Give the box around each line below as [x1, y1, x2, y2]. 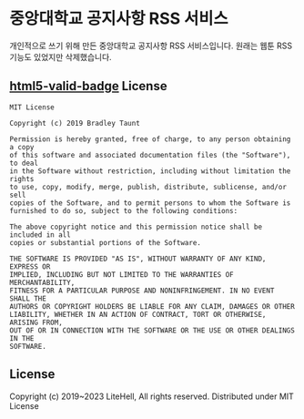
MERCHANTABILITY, [9, 278, 76, 287]
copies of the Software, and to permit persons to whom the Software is [9, 198, 291, 208]
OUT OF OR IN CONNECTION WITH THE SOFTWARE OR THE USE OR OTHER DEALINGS [9, 325, 296, 335]
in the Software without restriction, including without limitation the [9, 166, 291, 176]
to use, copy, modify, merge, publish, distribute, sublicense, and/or [9, 182, 287, 191]
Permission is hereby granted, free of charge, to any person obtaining [9, 134, 291, 144]
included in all [9, 230, 71, 240]
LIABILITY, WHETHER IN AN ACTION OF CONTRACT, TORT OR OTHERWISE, [9, 310, 267, 319]
